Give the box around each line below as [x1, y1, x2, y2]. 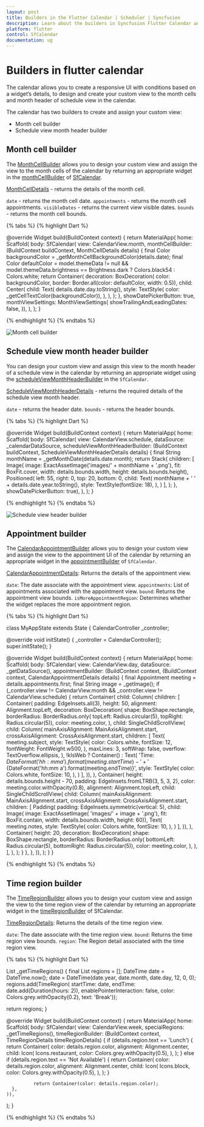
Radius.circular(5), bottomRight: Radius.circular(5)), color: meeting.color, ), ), [6, 842, 198, 850]
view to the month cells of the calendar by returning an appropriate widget [6, 167, 192, 174]
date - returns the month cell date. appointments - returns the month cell [6, 197, 186, 204]
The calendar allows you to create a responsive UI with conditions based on [6, 84, 196, 91]
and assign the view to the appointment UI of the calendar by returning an [6, 551, 191, 558]
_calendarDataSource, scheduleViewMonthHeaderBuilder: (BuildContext [6, 442, 188, 449]
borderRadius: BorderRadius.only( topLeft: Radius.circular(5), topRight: [6, 713, 183, 720]
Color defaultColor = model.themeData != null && [6, 260, 129, 267]
